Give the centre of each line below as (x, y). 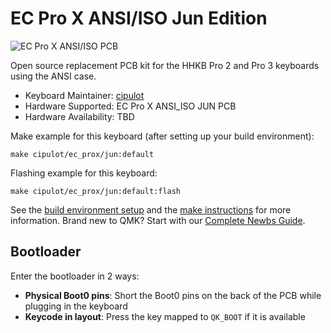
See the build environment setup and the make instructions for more (151, 209)
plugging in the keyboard (76, 306)
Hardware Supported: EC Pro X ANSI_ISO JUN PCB (130, 106)
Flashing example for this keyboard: (84, 173)
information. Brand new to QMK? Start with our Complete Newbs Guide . (158, 220)
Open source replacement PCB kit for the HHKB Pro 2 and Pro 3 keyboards (165, 65)
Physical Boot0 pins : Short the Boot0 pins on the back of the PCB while (173, 295)
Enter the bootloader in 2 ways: (75, 276)
